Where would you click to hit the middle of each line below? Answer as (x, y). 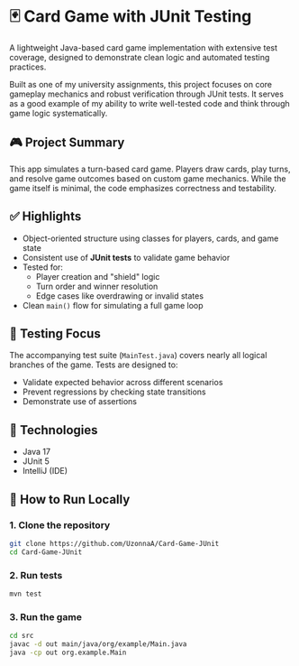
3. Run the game (46, 616)
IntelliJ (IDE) (45, 471)
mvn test (26, 594)
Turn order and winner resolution (97, 286)
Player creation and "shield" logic (98, 276)
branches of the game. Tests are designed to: (94, 365)
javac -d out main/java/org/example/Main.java (98, 644)
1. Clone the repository (60, 525)
